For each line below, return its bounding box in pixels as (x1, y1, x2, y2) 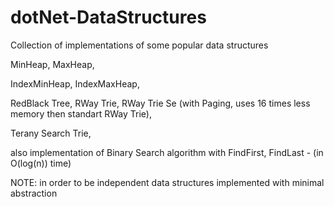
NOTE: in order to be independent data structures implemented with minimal (10, 176, 325, 188)
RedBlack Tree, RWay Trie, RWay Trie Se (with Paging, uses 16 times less (10, 97, 311, 109)
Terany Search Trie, (10, 127, 92, 139)
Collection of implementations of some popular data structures (10, 39, 269, 51)
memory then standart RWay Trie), (10, 107, 152, 120)
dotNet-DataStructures (10, 6, 207, 29)
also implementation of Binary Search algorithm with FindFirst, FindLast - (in (10, 146, 324, 158)
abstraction (10, 187, 58, 199)
